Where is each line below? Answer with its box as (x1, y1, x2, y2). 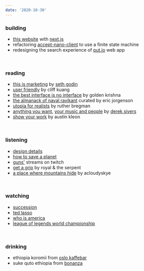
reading (5, 70, 25, 77)
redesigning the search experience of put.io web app (12, 47, 125, 53)
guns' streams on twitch (12, 159, 64, 165)
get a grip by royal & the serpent (12, 164, 81, 170)
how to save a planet (12, 153, 57, 160)
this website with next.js (12, 36, 64, 42)
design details (12, 148, 43, 154)
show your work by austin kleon (12, 114, 80, 120)
